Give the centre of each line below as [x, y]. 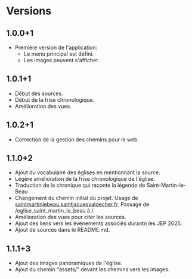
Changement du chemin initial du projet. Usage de [76, 198]
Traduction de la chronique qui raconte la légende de [80, 185]
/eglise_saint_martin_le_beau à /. [55, 211]
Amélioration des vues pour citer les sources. [70, 217]
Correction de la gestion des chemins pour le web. [77, 139]
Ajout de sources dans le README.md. [62, 230]
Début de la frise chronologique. [54, 99]
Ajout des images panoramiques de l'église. [69, 263]
